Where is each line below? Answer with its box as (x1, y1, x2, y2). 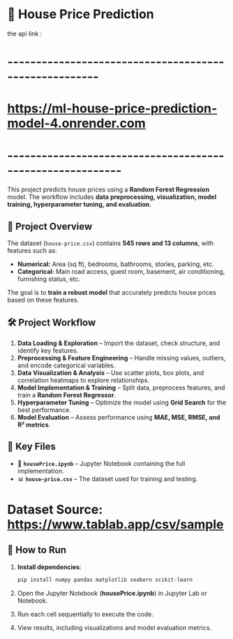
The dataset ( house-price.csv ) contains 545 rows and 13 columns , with (7, 239, 214, 247)
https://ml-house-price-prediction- (7, 101, 218, 117)
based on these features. (7, 296, 80, 304)
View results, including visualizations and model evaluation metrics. (17, 623, 211, 631)
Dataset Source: (7, 501, 103, 517)
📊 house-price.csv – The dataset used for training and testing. (17, 474, 198, 483)
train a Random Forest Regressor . (17, 390, 116, 399)
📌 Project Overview (7, 220, 93, 233)
